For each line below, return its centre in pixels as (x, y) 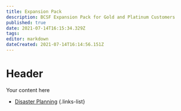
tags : (13, 34)
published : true (26, 22)
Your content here (28, 90)
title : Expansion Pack (34, 12)
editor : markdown (27, 39)
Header (24, 74)
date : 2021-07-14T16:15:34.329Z (46, 28)
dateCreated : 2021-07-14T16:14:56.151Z (55, 45)
